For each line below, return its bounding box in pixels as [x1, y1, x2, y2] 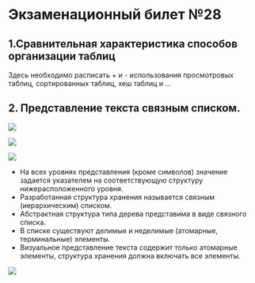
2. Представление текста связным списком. [8, 101, 241, 115]
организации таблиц [8, 49, 116, 62]
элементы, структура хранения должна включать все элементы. [19, 251, 241, 260]
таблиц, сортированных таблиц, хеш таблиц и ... [8, 79, 172, 88]
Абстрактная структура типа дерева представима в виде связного [19, 209, 247, 218]
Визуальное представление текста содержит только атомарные [19, 243, 238, 252]
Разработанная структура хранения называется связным [19, 192, 215, 202]
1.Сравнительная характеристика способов [8, 37, 238, 51]
